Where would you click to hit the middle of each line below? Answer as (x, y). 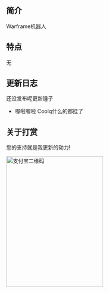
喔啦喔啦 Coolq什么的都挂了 (49, 111)
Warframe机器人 (26, 26)
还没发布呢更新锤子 (30, 99)
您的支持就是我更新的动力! (38, 148)
